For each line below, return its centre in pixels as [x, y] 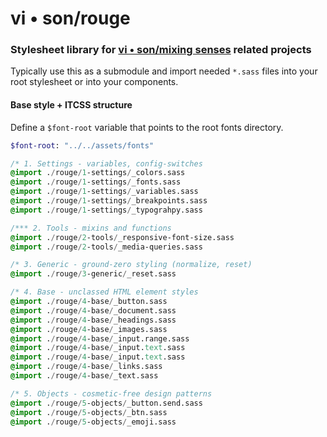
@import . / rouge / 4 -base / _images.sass [89, 329]
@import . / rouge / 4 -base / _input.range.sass [100, 338]
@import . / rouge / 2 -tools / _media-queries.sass [106, 247]
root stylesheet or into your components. [94, 82]
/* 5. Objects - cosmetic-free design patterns [111, 393]
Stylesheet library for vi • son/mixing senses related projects [161, 50]
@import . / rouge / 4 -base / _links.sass [86, 367]
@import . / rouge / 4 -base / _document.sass [93, 310]
